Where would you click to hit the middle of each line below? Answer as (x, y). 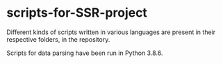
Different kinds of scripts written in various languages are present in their (111, 32)
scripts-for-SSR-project (77, 13)
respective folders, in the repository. (58, 39)
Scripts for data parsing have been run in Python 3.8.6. (85, 53)
